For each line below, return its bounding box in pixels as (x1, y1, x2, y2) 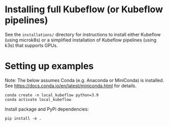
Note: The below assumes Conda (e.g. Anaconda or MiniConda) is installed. (5, 77, 164, 83)
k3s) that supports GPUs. (5, 42, 58, 48)
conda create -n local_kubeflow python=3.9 (5, 92, 99, 98)
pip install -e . (5, 116, 42, 121)
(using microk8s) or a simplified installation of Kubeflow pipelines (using (5, 37, 157, 43)
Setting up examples (5, 60, 94, 72)
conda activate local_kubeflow (5, 97, 71, 102)
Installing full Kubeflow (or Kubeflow (5, 4, 163, 15)
